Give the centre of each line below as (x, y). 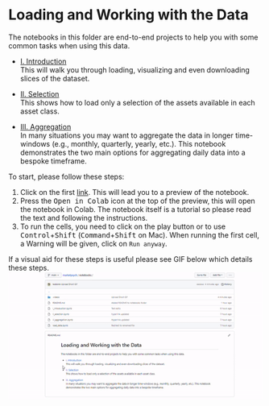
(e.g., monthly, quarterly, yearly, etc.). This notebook (139, 143)
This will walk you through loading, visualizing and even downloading (134, 69)
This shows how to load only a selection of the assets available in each (137, 102)
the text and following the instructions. (84, 217)
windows (35, 143)
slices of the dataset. (55, 78)
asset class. (40, 111)
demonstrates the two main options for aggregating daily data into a (132, 152)
